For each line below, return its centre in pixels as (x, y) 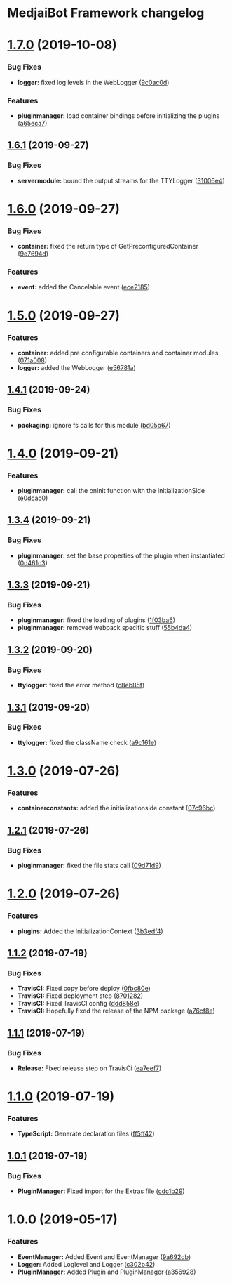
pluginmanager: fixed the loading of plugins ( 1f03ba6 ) (96, 620)
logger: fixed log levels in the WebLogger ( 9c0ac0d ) (93, 82)
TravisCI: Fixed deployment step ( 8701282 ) (80, 996)
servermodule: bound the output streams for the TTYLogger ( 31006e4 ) (121, 180)
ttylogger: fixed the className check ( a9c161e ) (87, 742)
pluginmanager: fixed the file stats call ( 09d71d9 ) (89, 866)
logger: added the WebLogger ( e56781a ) (76, 367)
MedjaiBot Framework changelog (106, 13)
